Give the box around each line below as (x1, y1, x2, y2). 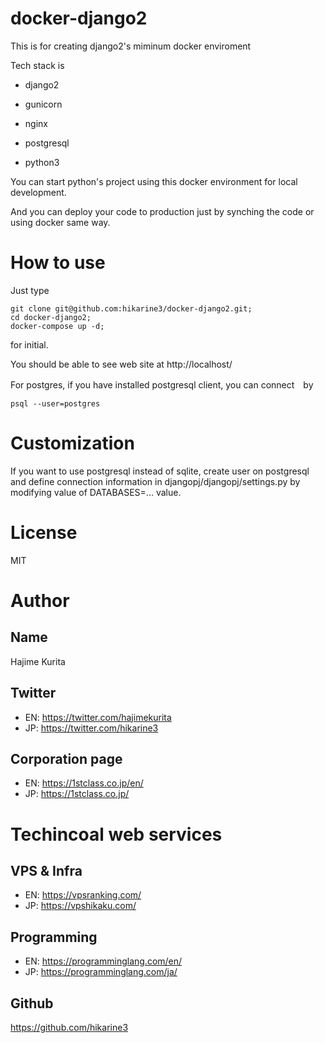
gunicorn (24, 98, 63, 110)
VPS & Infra (10, 862, 83, 879)
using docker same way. (10, 216, 111, 228)
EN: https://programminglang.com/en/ (24, 955, 183, 967)
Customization (10, 432, 135, 455)
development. (10, 186, 67, 198)
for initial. (10, 338, 49, 351)
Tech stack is (10, 59, 65, 71)
